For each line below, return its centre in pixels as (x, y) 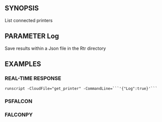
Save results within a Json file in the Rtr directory (55, 48)
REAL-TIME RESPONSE (33, 78)
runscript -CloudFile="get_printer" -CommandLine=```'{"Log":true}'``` (81, 89)
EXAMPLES (23, 64)
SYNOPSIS (22, 8)
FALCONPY (19, 115)
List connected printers (29, 20)
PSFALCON (19, 101)
